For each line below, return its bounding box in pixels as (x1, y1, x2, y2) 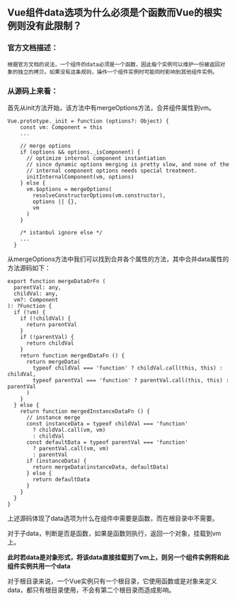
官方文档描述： (7, 43, 59, 53)
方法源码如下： (7, 263, 51, 272)
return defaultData (33, 476, 91, 483)
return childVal (25, 339, 74, 347)
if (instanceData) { (25, 457, 87, 464)
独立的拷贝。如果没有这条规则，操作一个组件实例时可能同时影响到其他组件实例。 (17, 68, 218, 76)
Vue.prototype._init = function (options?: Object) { (7, 118, 170, 125)
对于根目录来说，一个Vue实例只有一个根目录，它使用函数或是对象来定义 (7, 576, 218, 585)
